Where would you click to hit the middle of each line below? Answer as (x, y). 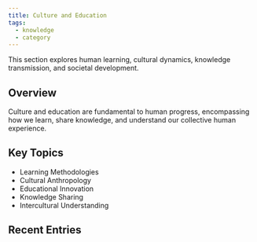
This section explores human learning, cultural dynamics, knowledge (119, 60)
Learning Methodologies (59, 172)
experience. (28, 128)
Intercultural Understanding (64, 205)
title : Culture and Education (58, 15)
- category (33, 37)
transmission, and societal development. (73, 68)
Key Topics (36, 153)
